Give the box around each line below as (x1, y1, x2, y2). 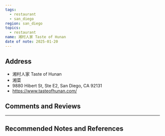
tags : (5, 7, 16, 12)
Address (5, 57, 32, 66)
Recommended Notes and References (5, 124, 124, 133)
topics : (5, 26, 21, 30)
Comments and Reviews (5, 102, 81, 110)
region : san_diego (5, 21, 43, 26)
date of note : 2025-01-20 (5, 39, 58, 44)
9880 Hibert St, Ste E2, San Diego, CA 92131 (12, 82, 102, 88)
